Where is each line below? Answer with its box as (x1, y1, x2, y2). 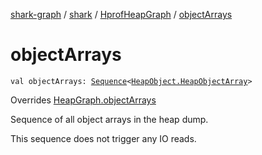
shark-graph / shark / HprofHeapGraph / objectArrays (10, 9, 233, 20)
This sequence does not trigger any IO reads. (10, 132, 197, 144)
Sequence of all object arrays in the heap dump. (10, 113, 209, 125)
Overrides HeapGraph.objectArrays (10, 94, 157, 106)
